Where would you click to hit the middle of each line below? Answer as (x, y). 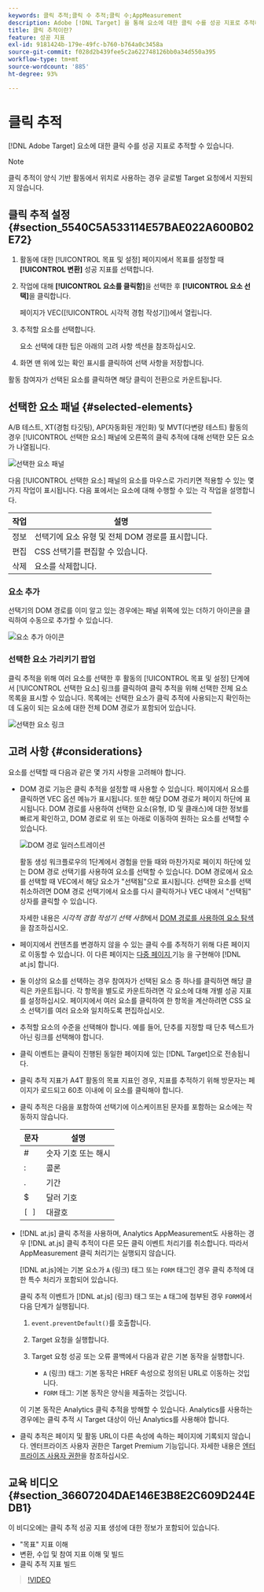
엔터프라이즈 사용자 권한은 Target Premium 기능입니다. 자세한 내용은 (136, 1446)
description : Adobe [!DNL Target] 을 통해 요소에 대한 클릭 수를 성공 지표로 (125, 23)
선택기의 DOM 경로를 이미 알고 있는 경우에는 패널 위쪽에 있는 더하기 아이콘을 (125, 610)
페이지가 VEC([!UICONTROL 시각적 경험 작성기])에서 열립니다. (115, 313)
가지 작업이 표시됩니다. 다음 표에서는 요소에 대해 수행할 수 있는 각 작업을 (118, 491)
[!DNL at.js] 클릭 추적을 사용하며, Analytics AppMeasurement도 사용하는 (133, 1233)
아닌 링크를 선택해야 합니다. (62, 1037)
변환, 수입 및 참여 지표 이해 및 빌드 (71, 1554)
